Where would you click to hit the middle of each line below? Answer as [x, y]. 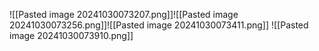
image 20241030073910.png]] [71, 35]
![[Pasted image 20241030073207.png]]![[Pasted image [124, 14]
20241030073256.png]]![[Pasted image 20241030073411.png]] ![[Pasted [159, 25]
